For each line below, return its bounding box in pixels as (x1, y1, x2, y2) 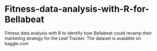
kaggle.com (4, 40, 29, 46)
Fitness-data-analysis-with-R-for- (4, 3, 150, 15)
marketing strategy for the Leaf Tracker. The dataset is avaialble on (4, 35, 141, 41)
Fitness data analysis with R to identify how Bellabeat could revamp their (4, 30, 153, 36)
